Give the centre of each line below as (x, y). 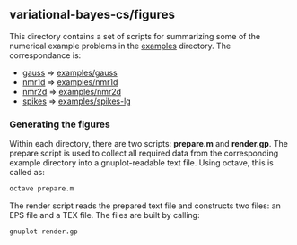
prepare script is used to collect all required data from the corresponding (144, 153)
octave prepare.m (42, 189)
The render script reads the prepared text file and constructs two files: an (145, 206)
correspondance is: (45, 55)
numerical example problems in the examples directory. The (120, 46)
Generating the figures (60, 124)
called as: (27, 173)
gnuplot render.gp (44, 232)
